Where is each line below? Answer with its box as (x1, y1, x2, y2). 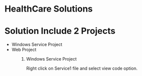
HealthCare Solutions (4, 3, 93, 15)
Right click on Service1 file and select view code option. (26, 65, 138, 71)
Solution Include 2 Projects (4, 26, 116, 37)
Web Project (11, 47, 37, 53)
